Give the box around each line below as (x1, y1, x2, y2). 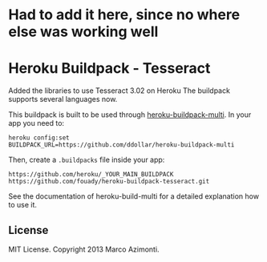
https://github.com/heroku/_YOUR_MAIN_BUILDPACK (8, 171, 174, 179)
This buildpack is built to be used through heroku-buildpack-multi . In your (8, 110, 252, 119)
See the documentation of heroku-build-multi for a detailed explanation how (8, 191, 259, 201)
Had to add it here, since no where (8, 6, 241, 24)
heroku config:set (8, 134, 70, 142)
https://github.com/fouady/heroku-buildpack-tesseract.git (8, 178, 210, 186)
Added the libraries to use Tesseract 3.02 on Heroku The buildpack (8, 86, 231, 95)
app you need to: (8, 119, 65, 128)
